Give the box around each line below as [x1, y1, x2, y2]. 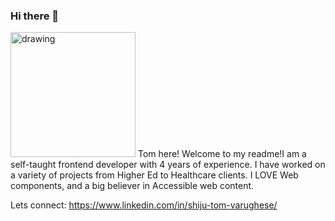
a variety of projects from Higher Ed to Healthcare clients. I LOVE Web [10, 169, 299, 181]
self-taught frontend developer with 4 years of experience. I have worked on [10, 159, 326, 171]
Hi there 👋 [10, 9, 60, 23]
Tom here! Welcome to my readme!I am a [137, 148, 307, 160]
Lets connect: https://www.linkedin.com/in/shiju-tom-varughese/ [10, 199, 278, 211]
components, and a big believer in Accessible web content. [10, 180, 255, 192]
